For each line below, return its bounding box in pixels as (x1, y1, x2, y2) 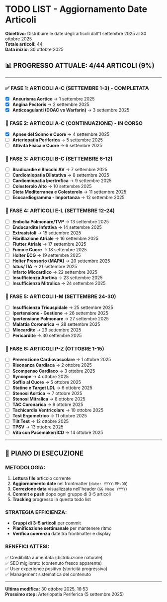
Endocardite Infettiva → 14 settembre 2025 (12, 224, 102, 230)
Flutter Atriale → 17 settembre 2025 (12, 241, 86, 247)
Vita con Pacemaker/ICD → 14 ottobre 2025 (12, 429, 103, 436)
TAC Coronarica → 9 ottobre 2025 (12, 401, 83, 407)
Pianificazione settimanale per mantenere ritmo (12, 525, 112, 531)
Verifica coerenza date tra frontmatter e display (12, 531, 111, 537)
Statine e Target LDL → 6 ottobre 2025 (12, 385, 93, 391)
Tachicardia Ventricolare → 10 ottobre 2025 (12, 407, 104, 413)
